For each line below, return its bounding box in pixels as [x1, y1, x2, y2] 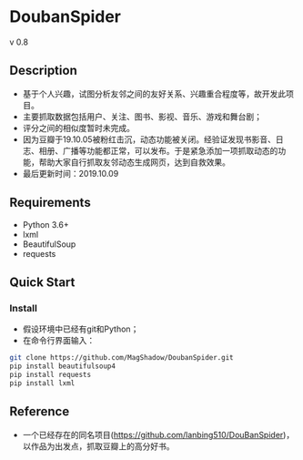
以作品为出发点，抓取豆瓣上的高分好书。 [22, 440, 175, 452]
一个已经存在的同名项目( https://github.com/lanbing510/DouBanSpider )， [22, 429, 295, 440]
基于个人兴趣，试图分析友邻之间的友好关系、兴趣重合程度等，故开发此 [22, 88, 287, 99]
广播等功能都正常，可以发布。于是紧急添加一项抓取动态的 [62, 145, 278, 156]
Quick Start [9, 274, 76, 290]
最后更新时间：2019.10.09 [22, 168, 119, 179]
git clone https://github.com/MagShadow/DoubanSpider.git [9, 353, 234, 363]
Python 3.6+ [22, 219, 70, 230]
